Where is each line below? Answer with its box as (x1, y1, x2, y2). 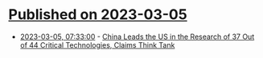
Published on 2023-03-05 (8, 6, 187, 24)
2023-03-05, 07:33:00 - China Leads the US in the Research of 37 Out (19, 32, 255, 41)
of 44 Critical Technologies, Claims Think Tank (19, 40, 175, 49)
